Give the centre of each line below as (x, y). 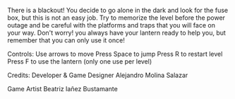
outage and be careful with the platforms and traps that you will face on (111, 25)
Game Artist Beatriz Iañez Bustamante (62, 89)
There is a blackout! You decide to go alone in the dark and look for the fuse (117, 10)
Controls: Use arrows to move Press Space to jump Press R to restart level (115, 54)
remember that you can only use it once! (66, 40)
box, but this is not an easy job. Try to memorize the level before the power (116, 18)
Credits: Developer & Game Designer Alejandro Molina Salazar (98, 75)
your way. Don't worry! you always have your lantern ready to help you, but (116, 33)
